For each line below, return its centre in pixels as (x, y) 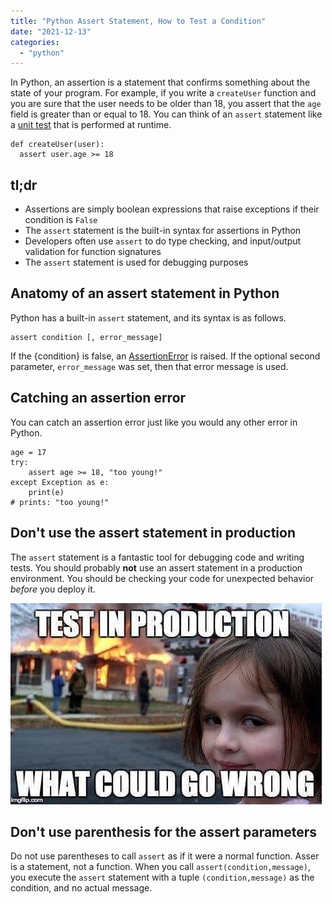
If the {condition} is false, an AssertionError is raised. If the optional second (165, 356)
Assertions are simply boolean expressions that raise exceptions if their (172, 209)
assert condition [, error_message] (86, 337)
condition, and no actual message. (81, 888)
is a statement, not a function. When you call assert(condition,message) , (160, 867)
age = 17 (28, 452)
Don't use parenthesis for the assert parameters (164, 831)
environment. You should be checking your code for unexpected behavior (162, 578)
